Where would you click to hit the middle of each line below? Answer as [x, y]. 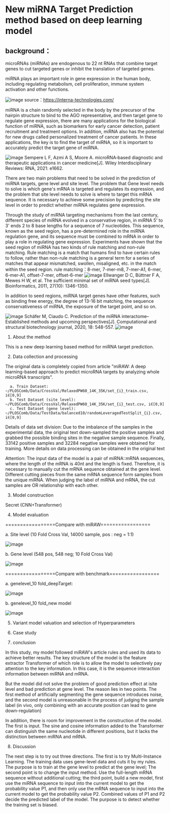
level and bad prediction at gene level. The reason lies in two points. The [81, 689]
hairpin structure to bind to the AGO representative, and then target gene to [84, 115]
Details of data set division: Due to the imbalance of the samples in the [79, 427]
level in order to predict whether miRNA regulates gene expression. [75, 205]
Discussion [24, 746]
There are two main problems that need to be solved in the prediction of [80, 178]
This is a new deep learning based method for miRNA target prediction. [80, 347]
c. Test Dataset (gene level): [43, 409]
